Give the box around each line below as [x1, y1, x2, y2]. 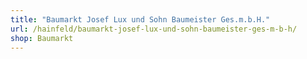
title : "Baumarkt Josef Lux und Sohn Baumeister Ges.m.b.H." [10, 14, 271, 25]
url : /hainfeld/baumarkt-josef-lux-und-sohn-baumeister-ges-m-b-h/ [10, 24, 298, 34]
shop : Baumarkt [10, 33, 74, 43]
